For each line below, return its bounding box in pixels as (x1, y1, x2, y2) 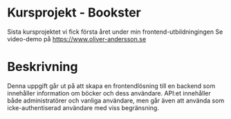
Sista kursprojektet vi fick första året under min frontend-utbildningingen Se (7, 28, 223, 36)
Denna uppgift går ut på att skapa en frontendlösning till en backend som (7, 81, 216, 90)
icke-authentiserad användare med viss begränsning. (7, 103, 159, 111)
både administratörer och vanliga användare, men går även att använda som (7, 96, 225, 105)
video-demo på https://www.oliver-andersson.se (7, 34, 147, 43)
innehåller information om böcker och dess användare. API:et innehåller (7, 89, 211, 97)
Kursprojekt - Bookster (7, 5, 142, 21)
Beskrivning (7, 59, 78, 75)
